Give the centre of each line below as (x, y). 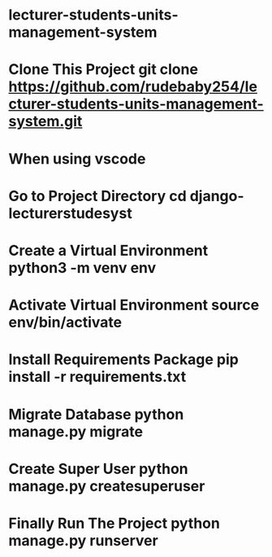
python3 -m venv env (82, 268)
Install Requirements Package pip (124, 360)
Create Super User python (98, 469)
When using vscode (77, 158)
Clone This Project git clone (104, 70)
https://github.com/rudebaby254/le (133, 87)
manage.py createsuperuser (107, 486)
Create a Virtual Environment (108, 250)
